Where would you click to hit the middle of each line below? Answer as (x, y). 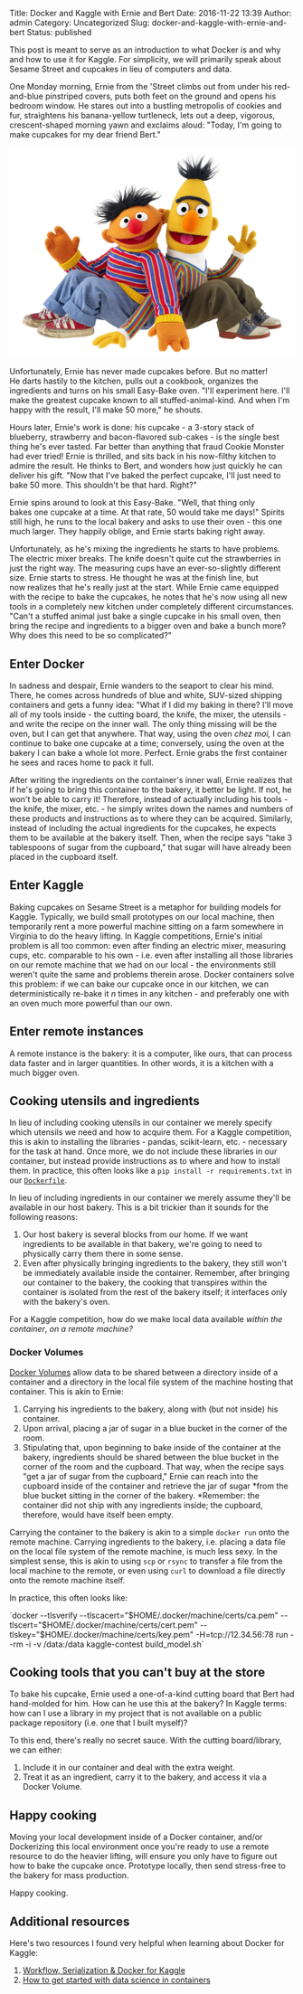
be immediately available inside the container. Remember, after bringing (156, 1273)
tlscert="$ (28, 1625)
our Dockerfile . (38, 1180)
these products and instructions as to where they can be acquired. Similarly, (151, 818)
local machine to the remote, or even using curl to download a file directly (147, 1570)
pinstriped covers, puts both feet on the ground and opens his (161, 96)
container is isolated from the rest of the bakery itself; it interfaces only (155, 1292)
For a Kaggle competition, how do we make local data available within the (146, 1319)
